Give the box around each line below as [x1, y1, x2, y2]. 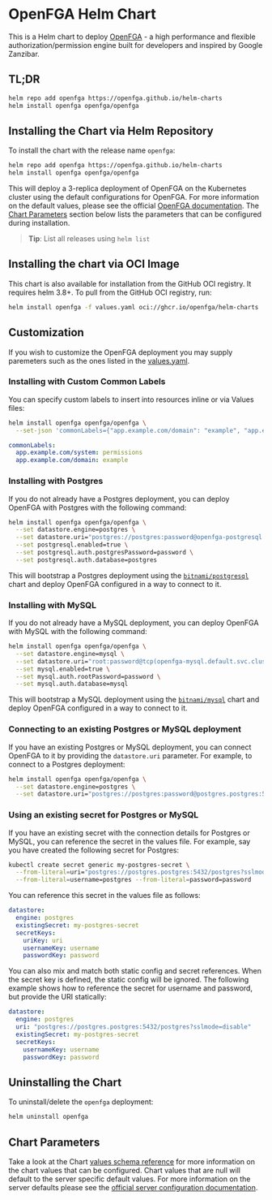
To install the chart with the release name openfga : [8, 145, 176, 155]
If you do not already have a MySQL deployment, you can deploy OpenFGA [8, 618, 259, 628]
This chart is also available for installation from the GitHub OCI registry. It [8, 278, 252, 288]
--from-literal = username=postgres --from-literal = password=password [15, 876, 252, 884]
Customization [8, 326, 85, 339]
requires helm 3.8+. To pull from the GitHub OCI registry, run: [8, 287, 212, 297]
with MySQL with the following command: [8, 627, 147, 637]
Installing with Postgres [8, 476, 104, 487]
